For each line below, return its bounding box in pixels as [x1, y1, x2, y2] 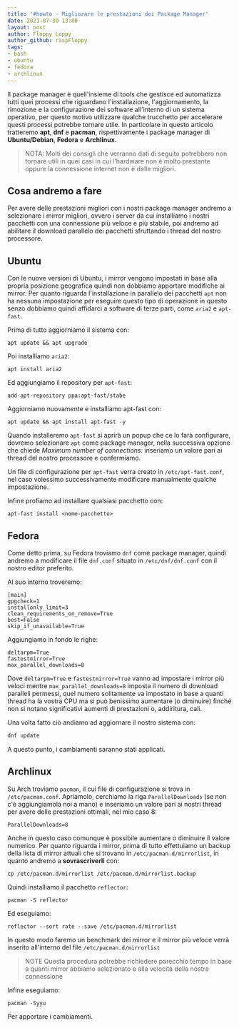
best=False [7, 616, 40, 623]
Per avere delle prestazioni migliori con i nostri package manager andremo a [7, 204, 232, 213]
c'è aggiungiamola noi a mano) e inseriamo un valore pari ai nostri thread [7, 800, 223, 808]
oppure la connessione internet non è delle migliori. [24, 164, 176, 173]
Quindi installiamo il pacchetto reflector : [7, 882, 128, 891]
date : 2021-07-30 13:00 [7, 17, 78, 24]
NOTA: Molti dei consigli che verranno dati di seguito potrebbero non [24, 149, 228, 158]
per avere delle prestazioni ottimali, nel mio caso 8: [7, 807, 157, 816]
